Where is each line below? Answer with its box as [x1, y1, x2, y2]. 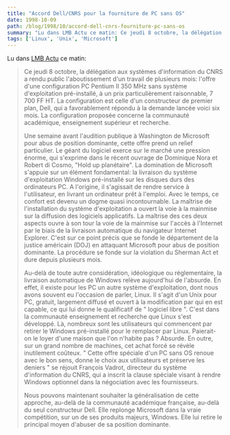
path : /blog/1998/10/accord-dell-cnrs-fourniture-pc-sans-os [7, 23, 186, 29]
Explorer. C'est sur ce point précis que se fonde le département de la [23, 234, 219, 242]
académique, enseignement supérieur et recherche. [23, 119, 171, 127]
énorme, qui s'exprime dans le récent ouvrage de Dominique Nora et [23, 153, 218, 162]
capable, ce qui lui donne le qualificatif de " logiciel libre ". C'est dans [23, 306, 220, 314]
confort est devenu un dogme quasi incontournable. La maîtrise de [23, 197, 212, 206]
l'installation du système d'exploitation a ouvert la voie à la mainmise [23, 205, 218, 213]
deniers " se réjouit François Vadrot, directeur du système [23, 364, 187, 372]
